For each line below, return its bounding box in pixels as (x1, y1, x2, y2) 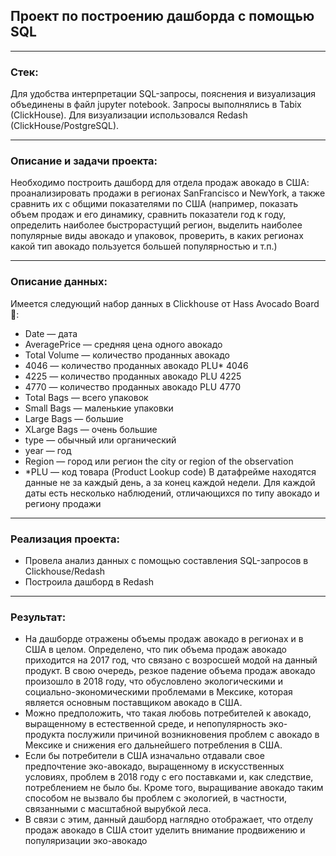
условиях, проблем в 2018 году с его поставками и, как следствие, (24, 771, 314, 783)
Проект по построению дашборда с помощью (10, 8, 315, 25)
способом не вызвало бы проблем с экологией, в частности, (24, 792, 288, 804)
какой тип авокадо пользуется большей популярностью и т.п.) (10, 240, 278, 253)
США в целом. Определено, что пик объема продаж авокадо (24, 644, 287, 656)
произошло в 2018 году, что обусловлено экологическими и (24, 675, 284, 688)
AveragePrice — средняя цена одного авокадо (24, 338, 223, 350)
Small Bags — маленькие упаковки (24, 402, 174, 414)
